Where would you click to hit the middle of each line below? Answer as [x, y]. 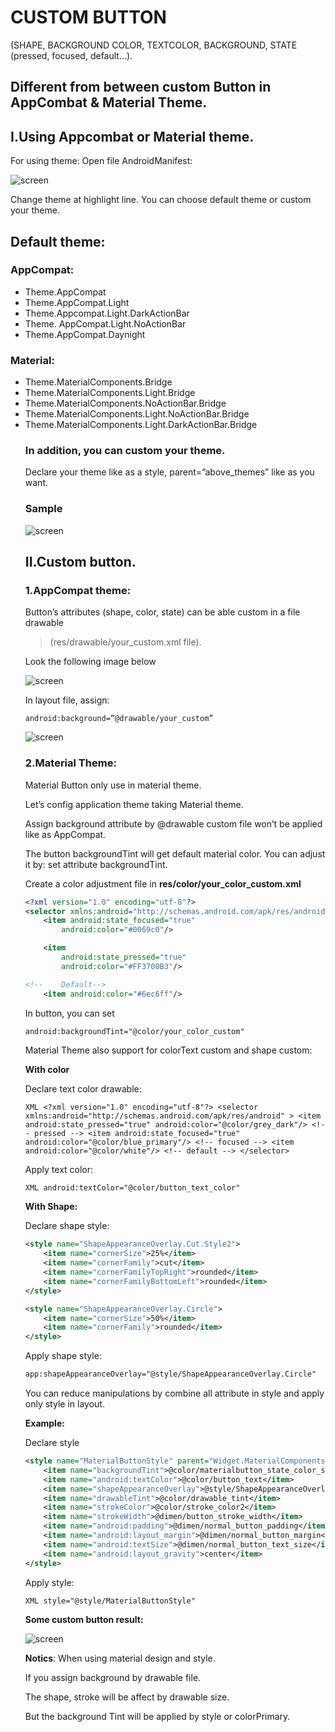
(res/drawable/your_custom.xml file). [125, 642]
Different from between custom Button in [141, 87]
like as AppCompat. [65, 834]
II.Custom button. [80, 562]
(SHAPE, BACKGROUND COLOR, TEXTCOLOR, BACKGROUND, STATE [154, 45]
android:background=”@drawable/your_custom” [119, 719]
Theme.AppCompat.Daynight [85, 334]
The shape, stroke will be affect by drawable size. [127, 1697]
